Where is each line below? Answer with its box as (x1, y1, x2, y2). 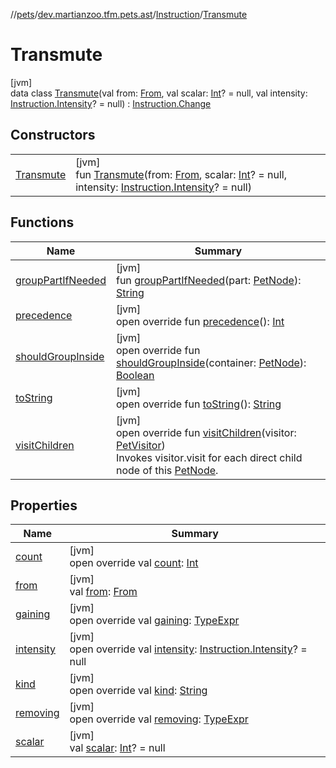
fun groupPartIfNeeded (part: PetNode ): (115, 273, 302, 287)
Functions (10, 214, 75, 231)
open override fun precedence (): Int (115, 314, 285, 328)
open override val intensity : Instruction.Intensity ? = (69, 642, 308, 656)
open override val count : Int (69, 556, 199, 570)
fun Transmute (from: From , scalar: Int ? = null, (75, 167, 287, 181)
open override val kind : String (69, 684, 208, 698)
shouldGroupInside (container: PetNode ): (115, 355, 307, 369)
